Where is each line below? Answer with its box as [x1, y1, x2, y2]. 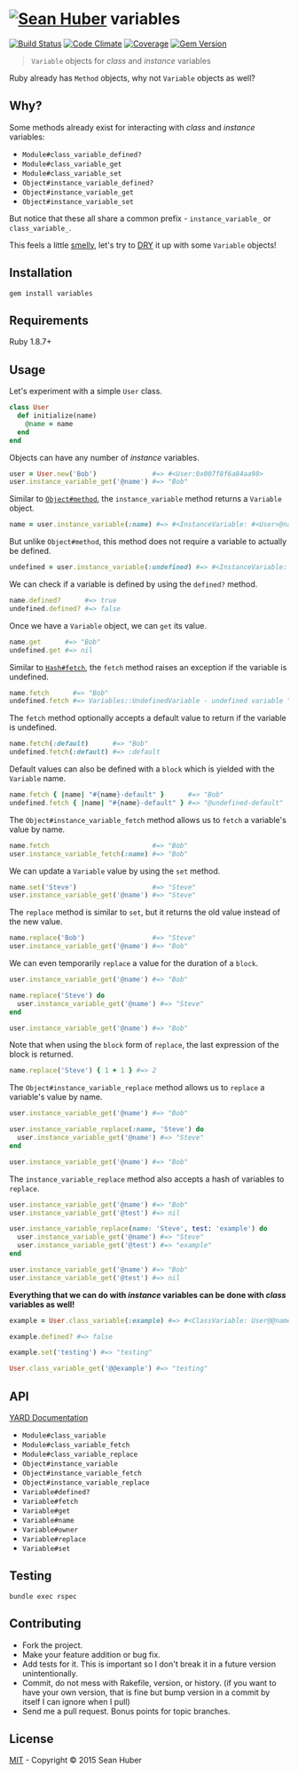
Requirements [9, 313, 89, 328]
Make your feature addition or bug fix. [21, 1649, 161, 1659]
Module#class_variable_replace [21, 1450, 138, 1459]
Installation [9, 265, 73, 281]
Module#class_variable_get [21, 160, 122, 169]
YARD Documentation [9, 1413, 89, 1422]
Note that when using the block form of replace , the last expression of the [9, 1040, 279, 1050]
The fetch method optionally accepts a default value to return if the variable [9, 713, 286, 724]
